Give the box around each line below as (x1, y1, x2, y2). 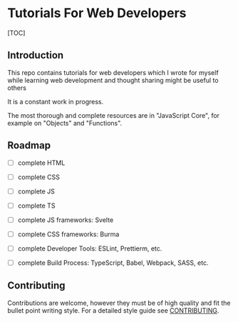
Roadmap (7, 139, 51, 151)
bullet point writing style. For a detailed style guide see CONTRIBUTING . (7, 306, 219, 315)
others (7, 84, 27, 92)
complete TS (17, 201, 56, 210)
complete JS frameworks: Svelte (17, 216, 114, 224)
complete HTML (17, 159, 66, 167)
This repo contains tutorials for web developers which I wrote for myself (7, 68, 219, 76)
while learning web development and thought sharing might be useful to (7, 76, 219, 84)
